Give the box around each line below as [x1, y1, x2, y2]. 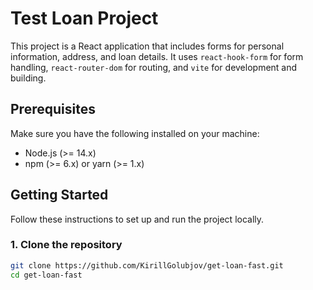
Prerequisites [10, 101, 96, 118]
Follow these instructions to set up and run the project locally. [10, 213, 265, 225]
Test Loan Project [10, 7, 159, 30]
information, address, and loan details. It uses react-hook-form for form [10, 50, 304, 62]
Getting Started [10, 187, 109, 204]
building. [10, 72, 47, 84]
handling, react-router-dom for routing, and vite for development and [10, 61, 298, 73]
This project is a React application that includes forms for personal [10, 40, 285, 52]
